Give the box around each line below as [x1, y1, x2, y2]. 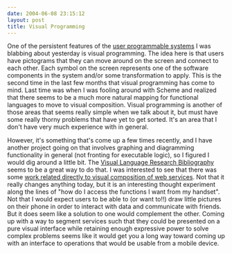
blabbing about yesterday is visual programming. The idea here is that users [7, 49, 224, 57]
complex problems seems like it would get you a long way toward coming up [7, 232, 225, 240]
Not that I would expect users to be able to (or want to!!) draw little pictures [7, 195, 222, 203]
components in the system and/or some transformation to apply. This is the [7, 71, 222, 80]
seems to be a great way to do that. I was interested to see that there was [7, 165, 217, 174]
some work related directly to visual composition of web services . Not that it [7, 173, 225, 181]
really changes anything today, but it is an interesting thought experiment [7, 181, 216, 189]
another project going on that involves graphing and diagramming [7, 143, 195, 152]
